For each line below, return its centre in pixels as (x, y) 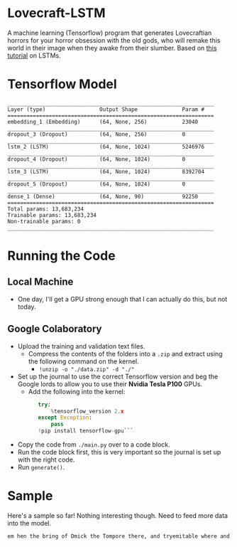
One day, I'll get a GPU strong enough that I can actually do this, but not (122, 299)
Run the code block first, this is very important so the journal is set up (119, 452)
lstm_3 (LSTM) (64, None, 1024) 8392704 (106, 171)
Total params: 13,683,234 (45, 209)
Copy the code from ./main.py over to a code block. (94, 445)
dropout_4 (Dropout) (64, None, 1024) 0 (97, 159)
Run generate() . (41, 467)
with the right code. (46, 460)
